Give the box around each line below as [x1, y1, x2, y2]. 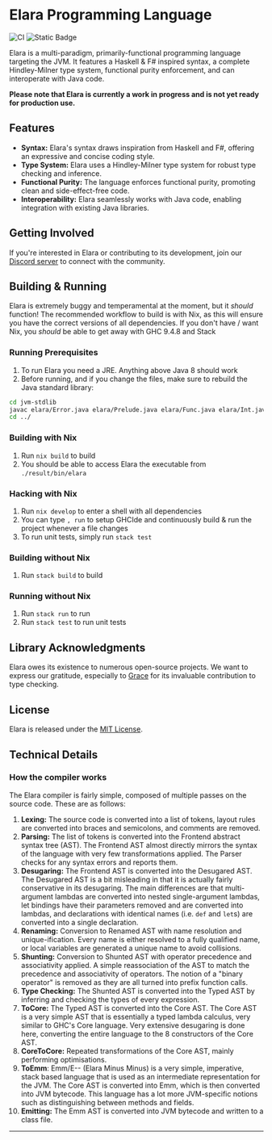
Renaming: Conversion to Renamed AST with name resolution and [20, 926, 242, 936]
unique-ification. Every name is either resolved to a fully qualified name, [20, 934, 261, 944]
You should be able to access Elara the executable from [20, 459, 207, 469]
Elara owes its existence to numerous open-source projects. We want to [9, 662, 249, 672]
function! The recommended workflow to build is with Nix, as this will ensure [9, 309, 263, 320]
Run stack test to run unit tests [20, 618, 127, 627]
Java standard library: [20, 382, 94, 392]
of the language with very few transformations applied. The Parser [20, 849, 242, 858]
